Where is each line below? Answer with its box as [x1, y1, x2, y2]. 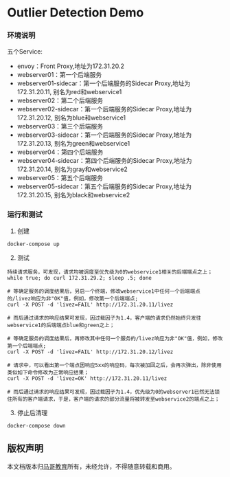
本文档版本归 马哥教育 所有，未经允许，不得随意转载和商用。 [7, 462, 176, 470]
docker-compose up [7, 241, 60, 247]
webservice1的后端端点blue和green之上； [7, 322, 115, 329]
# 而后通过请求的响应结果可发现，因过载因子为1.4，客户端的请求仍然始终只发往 [7, 314, 201, 321]
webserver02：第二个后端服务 [16, 96, 104, 104]
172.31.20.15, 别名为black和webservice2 [16, 191, 130, 199]
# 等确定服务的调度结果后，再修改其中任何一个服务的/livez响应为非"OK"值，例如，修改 [7, 335, 223, 342]
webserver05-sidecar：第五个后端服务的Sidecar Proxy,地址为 [16, 182, 192, 190]
